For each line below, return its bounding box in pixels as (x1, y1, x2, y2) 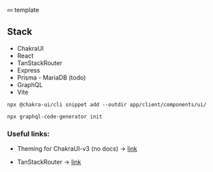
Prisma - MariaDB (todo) (16, 73, 86, 82)
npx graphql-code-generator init (7, 113, 103, 120)
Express (16, 66, 40, 74)
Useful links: (7, 129, 50, 138)
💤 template (7, 6, 40, 14)
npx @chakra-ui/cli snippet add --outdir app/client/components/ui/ (7, 101, 207, 108)
